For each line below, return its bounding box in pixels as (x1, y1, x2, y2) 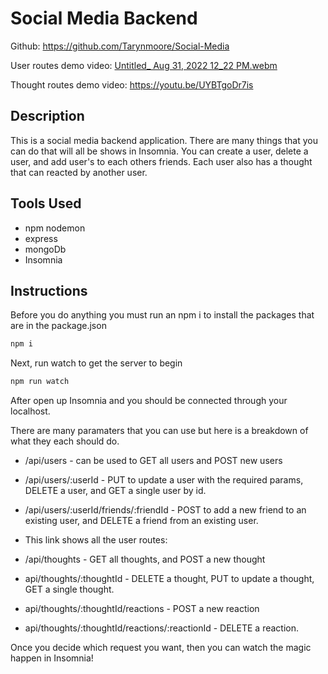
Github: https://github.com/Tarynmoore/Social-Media (10, 40, 230, 52)
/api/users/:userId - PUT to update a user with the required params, (24, 474, 304, 486)
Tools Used (10, 195, 82, 212)
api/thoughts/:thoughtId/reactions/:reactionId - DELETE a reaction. (24, 622, 300, 634)
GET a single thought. (24, 583, 115, 596)
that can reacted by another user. (10, 166, 148, 178)
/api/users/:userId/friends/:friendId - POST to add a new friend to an (24, 504, 307, 516)
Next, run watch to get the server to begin (10, 357, 183, 369)
